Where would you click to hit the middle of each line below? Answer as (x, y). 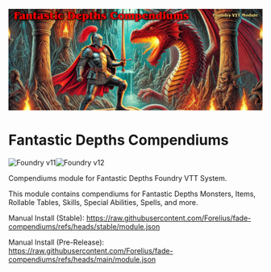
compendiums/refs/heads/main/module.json (82, 260)
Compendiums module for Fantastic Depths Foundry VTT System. (118, 178)
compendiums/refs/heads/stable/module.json (84, 227)
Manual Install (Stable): (46, 218)
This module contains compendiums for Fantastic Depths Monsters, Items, (132, 194)
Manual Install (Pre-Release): (56, 242)
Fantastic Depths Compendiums (119, 140)
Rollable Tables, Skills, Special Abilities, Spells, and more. (104, 203)
